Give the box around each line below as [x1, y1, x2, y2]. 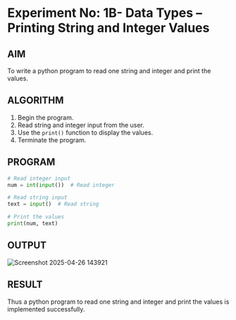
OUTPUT [7, 240, 47, 252]
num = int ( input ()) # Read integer [7, 181, 115, 188]
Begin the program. [17, 113, 74, 121]
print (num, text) [7, 220, 58, 227]
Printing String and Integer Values [7, 20, 210, 36]
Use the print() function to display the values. [17, 128, 154, 137]
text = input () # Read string [7, 201, 99, 208]
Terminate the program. [17, 135, 87, 144]
